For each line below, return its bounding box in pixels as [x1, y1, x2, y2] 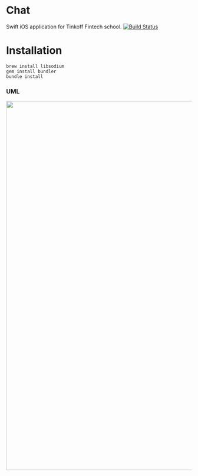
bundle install [6, 73, 44, 80]
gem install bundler [6, 69, 57, 74]
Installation [6, 44, 62, 57]
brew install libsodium [6, 63, 65, 69]
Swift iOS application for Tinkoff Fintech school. [6, 23, 122, 30]
